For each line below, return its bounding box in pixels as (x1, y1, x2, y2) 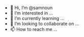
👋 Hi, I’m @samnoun (10, 5, 53, 10)
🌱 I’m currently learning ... (10, 15, 65, 21)
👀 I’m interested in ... (10, 10, 53, 16)
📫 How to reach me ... (10, 26, 58, 32)
